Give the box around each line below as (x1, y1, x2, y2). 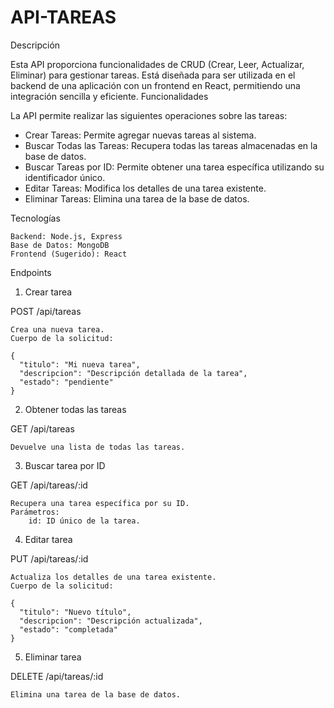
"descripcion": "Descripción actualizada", (19, 616, 203, 626)
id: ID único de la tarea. (28, 516, 141, 526)
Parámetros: (10, 507, 60, 517)
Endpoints (10, 266, 52, 278)
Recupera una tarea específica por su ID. (10, 498, 190, 508)
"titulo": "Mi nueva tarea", (19, 359, 141, 370)
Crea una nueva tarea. (10, 324, 105, 335)
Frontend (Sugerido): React (10, 249, 128, 259)
